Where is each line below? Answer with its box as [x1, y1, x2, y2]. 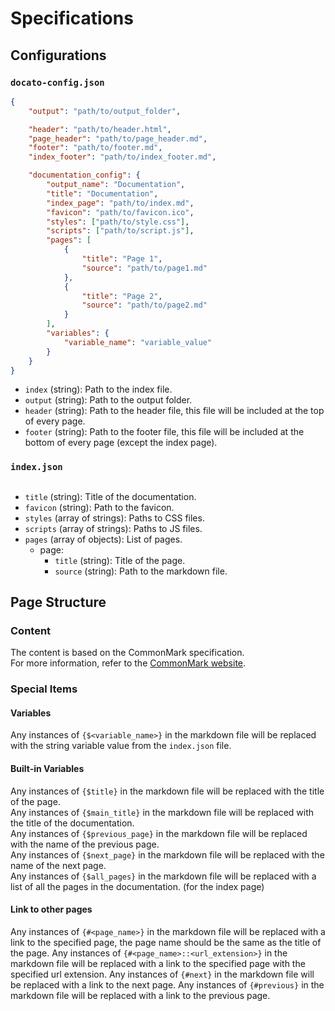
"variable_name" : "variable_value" [63, 337, 213, 347]
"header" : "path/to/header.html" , [28, 124, 172, 134]
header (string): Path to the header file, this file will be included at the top [24, 405, 325, 417]
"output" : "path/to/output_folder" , [28, 106, 182, 116]
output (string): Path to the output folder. [24, 394, 193, 406]
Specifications [10, 7, 134, 30]
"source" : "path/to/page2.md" [81, 300, 208, 311]
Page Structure [10, 594, 107, 611]
